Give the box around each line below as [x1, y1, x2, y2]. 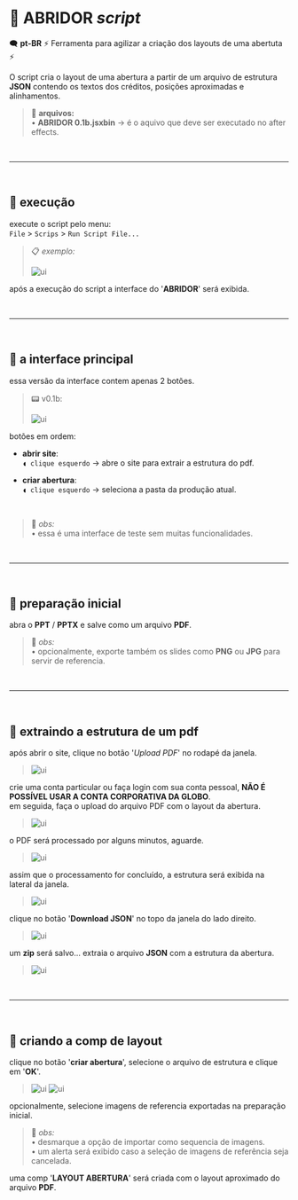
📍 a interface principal [9, 352, 134, 367]
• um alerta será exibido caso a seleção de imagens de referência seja [30, 1146, 289, 1157]
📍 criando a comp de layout [9, 1033, 162, 1048]
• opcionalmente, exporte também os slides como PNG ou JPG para [30, 647, 281, 657]
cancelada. [30, 1156, 72, 1165]
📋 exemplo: [30, 246, 75, 256]
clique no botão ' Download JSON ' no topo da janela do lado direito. [9, 914, 257, 924]
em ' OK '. [9, 1066, 42, 1077]
